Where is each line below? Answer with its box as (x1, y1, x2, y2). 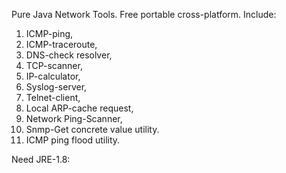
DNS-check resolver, (25, 49, 113, 61)
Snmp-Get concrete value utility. (25, 124, 160, 135)
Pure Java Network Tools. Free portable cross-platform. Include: (11, 9, 277, 20)
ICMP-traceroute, (25, 39, 98, 50)
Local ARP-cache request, (25, 102, 134, 114)
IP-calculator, (25, 70, 81, 82)
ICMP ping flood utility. (25, 134, 121, 146)
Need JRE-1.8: (11, 154, 71, 165)
